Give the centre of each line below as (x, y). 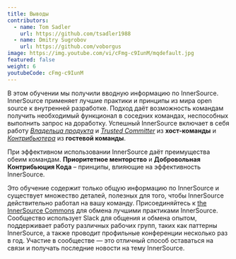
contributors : (28, 20)
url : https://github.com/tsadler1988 (76, 34)
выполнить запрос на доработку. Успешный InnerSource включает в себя (118, 123)
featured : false (31, 60)
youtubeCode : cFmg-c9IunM (45, 73)
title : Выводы (28, 14)
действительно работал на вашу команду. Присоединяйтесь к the (107, 203)
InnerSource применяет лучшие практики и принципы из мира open (110, 100)
